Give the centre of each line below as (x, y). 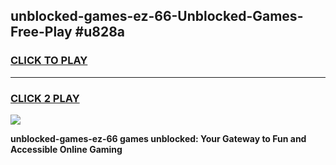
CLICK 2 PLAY (45, 98)
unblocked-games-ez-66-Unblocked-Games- (157, 16)
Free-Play (41, 32)
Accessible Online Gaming (66, 149)
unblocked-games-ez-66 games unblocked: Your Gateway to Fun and (158, 138)
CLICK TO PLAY (49, 61)
